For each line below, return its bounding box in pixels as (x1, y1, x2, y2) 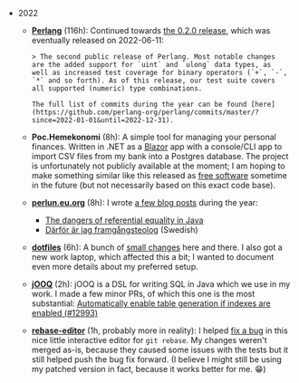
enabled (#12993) (31, 308, 98, 318)
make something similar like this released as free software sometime (31, 170, 287, 180)
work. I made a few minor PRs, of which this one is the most (31, 289, 256, 299)
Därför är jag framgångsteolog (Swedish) (44, 225, 198, 235)
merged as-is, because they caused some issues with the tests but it (31, 344, 288, 355)
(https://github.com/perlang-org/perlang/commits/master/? (31, 108, 260, 117)
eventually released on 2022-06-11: (31, 35, 165, 45)
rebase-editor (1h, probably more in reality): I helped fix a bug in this (31, 325, 288, 336)
